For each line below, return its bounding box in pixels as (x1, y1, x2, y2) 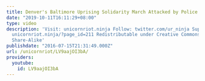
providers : (6, 54, 34, 60)
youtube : (12, 60, 34, 66)
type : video (6, 20, 37, 26)
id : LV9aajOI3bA (17, 65, 59, 72)
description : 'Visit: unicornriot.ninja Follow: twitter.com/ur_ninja (6, 26, 190, 32)
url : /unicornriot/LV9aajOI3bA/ (6, 49, 88, 55)
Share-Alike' (12, 37, 45, 43)
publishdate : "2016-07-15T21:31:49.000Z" (6, 43, 113, 49)
